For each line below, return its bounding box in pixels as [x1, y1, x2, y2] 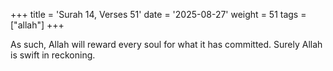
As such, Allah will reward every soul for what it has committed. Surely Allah [10, 39, 323, 50]
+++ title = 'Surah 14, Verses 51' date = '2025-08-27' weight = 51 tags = [10, 9, 307, 20]
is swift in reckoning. [10, 49, 96, 61]
